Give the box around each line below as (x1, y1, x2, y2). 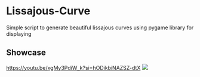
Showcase (6, 48, 47, 58)
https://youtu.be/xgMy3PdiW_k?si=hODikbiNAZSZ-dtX (6, 64, 141, 71)
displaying (6, 30, 32, 37)
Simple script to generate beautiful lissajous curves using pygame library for (6, 24, 194, 31)
